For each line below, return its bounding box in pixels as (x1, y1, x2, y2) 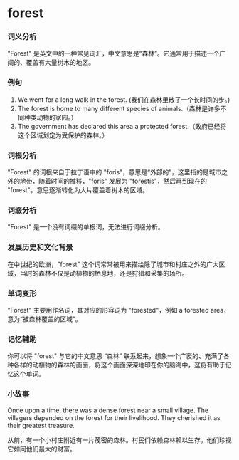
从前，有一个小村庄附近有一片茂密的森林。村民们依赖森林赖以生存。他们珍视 (7, 436, 232, 444)
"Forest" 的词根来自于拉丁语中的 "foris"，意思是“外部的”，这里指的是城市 (7, 168, 222, 177)
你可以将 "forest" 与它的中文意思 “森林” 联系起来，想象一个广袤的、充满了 (7, 352, 224, 360)
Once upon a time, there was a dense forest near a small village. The (7, 406, 208, 414)
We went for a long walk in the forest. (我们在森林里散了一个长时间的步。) (17, 95, 230, 104)
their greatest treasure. (7, 421, 75, 429)
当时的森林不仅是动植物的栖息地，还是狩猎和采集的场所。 (19, 268, 188, 277)
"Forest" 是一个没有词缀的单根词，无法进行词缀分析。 (7, 223, 165, 231)
